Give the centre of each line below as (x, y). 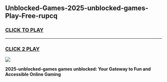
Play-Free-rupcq (32, 16)
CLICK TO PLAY (24, 30)
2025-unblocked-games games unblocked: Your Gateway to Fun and (78, 69)
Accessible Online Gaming (33, 74)
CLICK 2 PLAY (22, 49)
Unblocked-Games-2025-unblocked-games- (77, 8)
